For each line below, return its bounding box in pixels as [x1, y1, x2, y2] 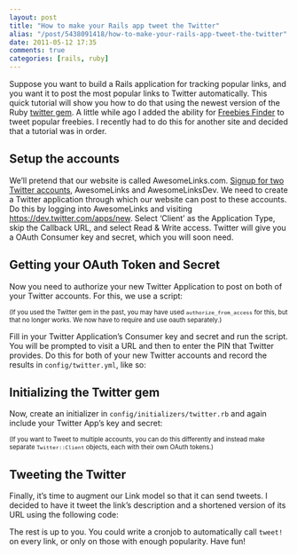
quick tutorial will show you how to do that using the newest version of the [9, 98, 281, 107]
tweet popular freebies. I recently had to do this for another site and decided [9, 116, 288, 127]
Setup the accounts [9, 152, 120, 167]
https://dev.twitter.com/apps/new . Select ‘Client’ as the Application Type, [9, 212, 276, 223]
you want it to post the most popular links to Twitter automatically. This [9, 88, 268, 99]
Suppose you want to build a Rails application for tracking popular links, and [9, 79, 286, 89]
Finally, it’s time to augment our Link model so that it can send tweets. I [9, 490, 268, 502]
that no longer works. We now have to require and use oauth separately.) [9, 315, 223, 324]
